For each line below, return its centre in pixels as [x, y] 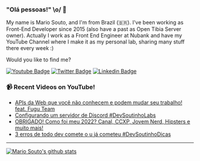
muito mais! [29, 128]
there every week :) [30, 48]
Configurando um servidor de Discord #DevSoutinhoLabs [85, 115]
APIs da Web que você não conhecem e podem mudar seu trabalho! [99, 102]
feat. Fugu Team [35, 109]
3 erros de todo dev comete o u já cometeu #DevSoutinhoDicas [93, 134]
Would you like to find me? [39, 60]
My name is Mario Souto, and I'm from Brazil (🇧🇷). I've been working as [95, 23]
